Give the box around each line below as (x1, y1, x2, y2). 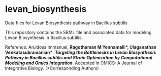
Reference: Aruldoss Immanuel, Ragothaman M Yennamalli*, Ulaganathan (5, 44, 157, 50)
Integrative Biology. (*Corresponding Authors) (5, 65, 99, 71)
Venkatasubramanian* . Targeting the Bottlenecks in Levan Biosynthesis (5, 49, 156, 55)
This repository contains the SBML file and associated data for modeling (5, 29, 152, 35)
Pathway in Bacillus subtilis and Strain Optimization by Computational (5, 54, 153, 60)
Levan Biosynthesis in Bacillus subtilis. (5, 35, 83, 40)
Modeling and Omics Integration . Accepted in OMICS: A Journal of (5, 60, 142, 66)
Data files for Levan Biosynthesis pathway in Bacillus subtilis (5, 20, 128, 26)
